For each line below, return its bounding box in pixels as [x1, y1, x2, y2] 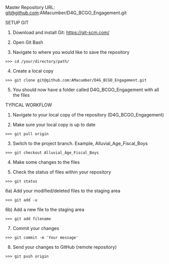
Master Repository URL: [5, 5, 55, 10]
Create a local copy [12, 68, 54, 74]
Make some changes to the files [12, 159, 80, 165]
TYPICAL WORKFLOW [5, 102, 52, 108]
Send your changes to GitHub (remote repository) [12, 244, 117, 250]
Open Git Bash [12, 39, 43, 45]
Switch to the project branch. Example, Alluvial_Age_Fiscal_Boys [12, 140, 148, 146]
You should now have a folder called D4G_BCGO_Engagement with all [12, 86, 159, 93]
